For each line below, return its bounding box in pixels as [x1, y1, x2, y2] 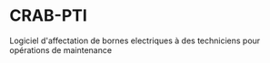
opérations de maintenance [9, 44, 112, 55]
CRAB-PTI [9, 5, 88, 26]
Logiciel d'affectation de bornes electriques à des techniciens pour [9, 35, 261, 46]
